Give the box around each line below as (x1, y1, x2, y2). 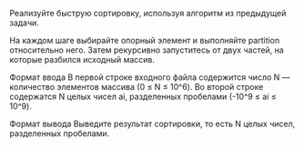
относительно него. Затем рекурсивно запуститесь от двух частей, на (9, 44, 284, 55)
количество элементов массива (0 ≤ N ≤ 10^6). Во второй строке (9, 82, 264, 92)
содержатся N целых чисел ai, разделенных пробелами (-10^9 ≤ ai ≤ (9, 91, 277, 102)
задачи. (9, 17, 39, 28)
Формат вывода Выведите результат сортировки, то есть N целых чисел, (9, 118, 296, 129)
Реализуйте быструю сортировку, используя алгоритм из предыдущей (9, 8, 287, 18)
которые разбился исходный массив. (9, 54, 156, 64)
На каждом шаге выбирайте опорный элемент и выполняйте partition (9, 35, 280, 45)
